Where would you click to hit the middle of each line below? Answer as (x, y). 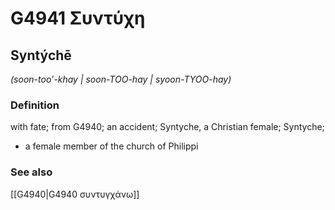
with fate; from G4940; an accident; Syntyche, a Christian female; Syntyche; (167, 127)
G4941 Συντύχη (78, 18)
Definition (35, 105)
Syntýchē (41, 55)
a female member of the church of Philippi (111, 146)
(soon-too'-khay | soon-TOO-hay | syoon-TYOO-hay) (121, 79)
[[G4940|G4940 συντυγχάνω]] (75, 194)
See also (31, 172)
